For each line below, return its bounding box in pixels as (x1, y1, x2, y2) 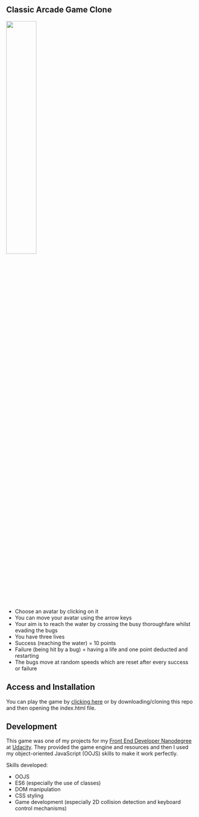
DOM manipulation (14, 786, 61, 793)
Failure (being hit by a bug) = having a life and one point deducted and (14, 646, 188, 653)
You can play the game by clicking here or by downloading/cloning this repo (6, 698, 193, 705)
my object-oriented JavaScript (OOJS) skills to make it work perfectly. (6, 750, 178, 757)
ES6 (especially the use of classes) (14, 779, 101, 787)
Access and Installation (6, 682, 95, 692)
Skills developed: (6, 761, 48, 769)
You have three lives (14, 633, 65, 640)
